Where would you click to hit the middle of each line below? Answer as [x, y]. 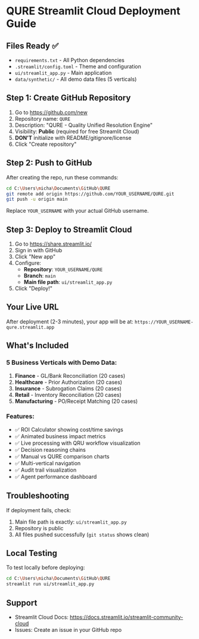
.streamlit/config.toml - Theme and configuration [78, 66]
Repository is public [39, 528]
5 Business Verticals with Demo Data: [62, 363]
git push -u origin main [37, 199]
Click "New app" [35, 257]
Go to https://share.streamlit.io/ [53, 244]
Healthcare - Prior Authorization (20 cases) [69, 382]
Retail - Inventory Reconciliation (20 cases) [68, 395]
